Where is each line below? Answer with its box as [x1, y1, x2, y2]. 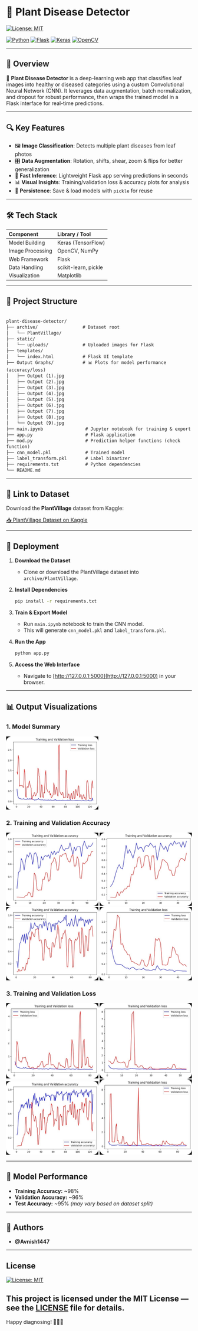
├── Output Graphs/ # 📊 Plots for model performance [6, 360, 167, 366]
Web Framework [8, 255, 49, 263]
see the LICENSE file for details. [6, 1303, 125, 1313]
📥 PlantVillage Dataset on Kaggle [6, 516, 88, 524]
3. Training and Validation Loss [6, 989, 96, 998]
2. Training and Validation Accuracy [6, 819, 111, 827]
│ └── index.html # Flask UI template [6, 354, 133, 360]
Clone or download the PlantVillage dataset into [23, 569, 140, 576]
